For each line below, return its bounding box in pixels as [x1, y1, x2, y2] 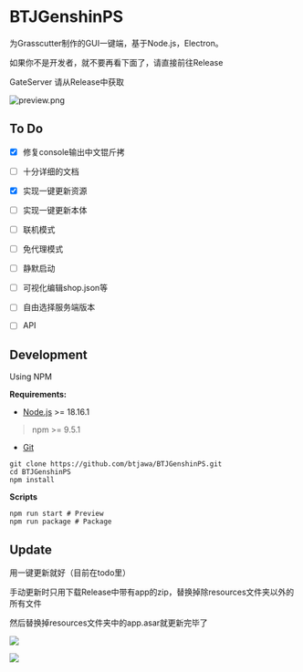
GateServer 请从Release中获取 [9, 76, 125, 88]
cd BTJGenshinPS [9, 468, 71, 477]
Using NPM [9, 371, 53, 382]
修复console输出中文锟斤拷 [22, 146, 125, 157]
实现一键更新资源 [22, 185, 88, 196]
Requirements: [9, 389, 67, 400]
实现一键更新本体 [22, 204, 88, 215]
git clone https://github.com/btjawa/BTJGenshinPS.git [9, 460, 223, 469]
